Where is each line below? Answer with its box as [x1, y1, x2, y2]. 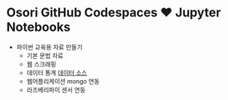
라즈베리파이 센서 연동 [26, 86, 86, 94]
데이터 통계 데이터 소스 [26, 68, 88, 77]
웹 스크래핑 [26, 60, 56, 68]
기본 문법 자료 [26, 51, 64, 60]
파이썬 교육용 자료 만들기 [16, 42, 83, 51]
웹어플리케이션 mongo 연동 [26, 77, 100, 85]
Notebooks [6, 19, 71, 35]
